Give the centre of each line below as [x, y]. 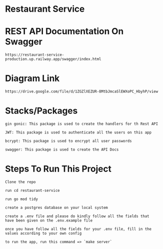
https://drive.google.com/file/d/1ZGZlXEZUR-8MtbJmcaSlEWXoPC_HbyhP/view [82, 91]
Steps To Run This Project [58, 169]
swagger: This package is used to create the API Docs [62, 150]
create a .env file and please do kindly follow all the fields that [77, 216]
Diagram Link [32, 79]
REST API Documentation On [64, 32]
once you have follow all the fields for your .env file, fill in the [78, 229]
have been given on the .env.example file [49, 220]
